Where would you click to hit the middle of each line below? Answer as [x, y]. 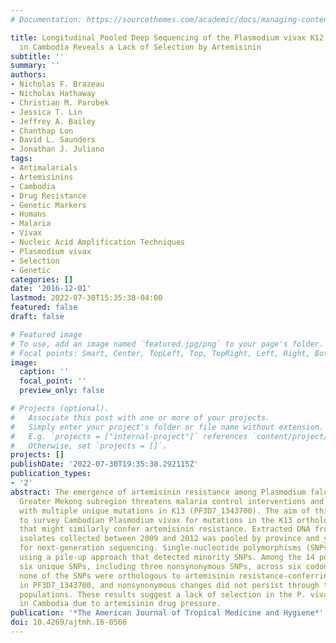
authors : [28, 75]
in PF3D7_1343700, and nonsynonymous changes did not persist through [169, 585]
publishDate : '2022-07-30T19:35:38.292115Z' [104, 464]
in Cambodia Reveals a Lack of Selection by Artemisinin [140, 47]
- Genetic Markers [48, 205]
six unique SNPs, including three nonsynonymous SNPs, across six [160, 566]
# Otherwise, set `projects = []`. [89, 446]
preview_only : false [62, 391]
